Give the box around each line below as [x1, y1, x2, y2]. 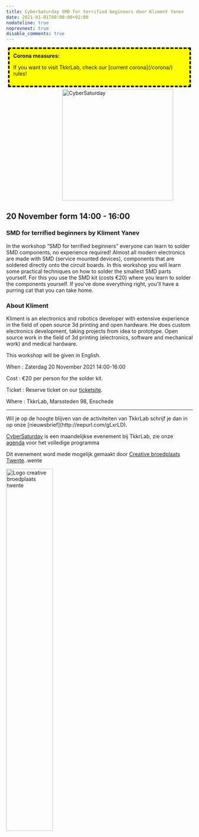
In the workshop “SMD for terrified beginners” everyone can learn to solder [6, 242, 190, 250]
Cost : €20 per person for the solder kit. [6, 375, 104, 382]
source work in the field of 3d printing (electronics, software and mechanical [6, 334, 193, 341]
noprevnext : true [6, 25, 49, 32]
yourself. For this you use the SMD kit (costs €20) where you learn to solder [6, 274, 191, 281]
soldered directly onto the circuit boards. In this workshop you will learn [6, 261, 181, 268]
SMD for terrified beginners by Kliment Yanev [6, 229, 140, 237]
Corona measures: [13, 52, 60, 59]
